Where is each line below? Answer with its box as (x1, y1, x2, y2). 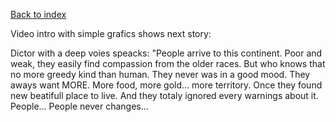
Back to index (10, 9, 67, 20)
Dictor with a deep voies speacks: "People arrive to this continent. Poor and (10, 47, 323, 59)
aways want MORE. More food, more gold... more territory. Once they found (10, 79, 323, 91)
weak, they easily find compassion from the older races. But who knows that (10, 58, 326, 69)
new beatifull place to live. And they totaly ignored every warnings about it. (10, 90, 319, 101)
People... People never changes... (10, 100, 149, 112)
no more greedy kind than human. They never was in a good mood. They (10, 69, 311, 80)
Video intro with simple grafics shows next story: (10, 28, 212, 39)
